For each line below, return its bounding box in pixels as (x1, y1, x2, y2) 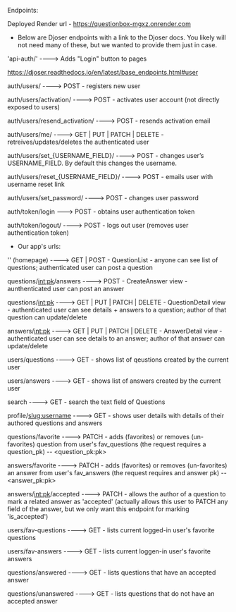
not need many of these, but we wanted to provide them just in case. (17, 41, 217, 49)
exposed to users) (7, 103, 60, 111)
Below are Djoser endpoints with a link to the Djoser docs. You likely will (17, 33, 227, 42)
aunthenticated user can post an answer (7, 285, 125, 293)
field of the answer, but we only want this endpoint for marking (7, 505, 190, 513)
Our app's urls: (17, 243, 61, 250)
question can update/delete (7, 313, 88, 322)
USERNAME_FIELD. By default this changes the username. (7, 159, 178, 167)
